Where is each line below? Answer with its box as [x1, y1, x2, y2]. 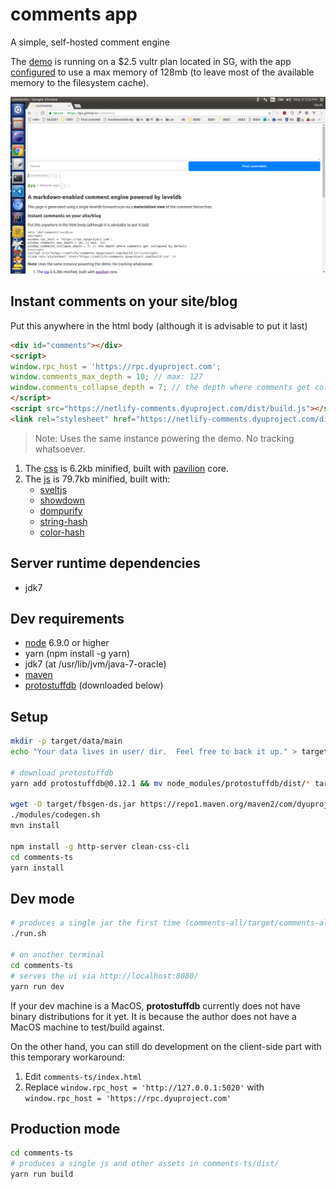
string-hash [39, 515, 88, 527]
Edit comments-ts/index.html [24, 1070, 143, 1082]
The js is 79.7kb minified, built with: [24, 473, 171, 485]
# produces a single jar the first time [10, 918, 182, 928]
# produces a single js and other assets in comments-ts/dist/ [10, 1159, 280, 1169]
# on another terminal [10, 950, 105, 960]
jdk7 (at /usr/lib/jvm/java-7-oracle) [24, 658, 167, 670]
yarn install [10, 863, 65, 873]
